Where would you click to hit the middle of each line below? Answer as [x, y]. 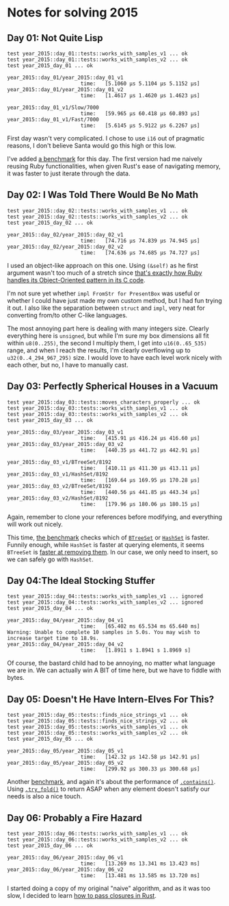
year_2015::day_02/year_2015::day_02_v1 [66, 234]
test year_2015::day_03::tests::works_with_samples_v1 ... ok [97, 408]
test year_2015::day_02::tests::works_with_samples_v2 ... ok [97, 217]
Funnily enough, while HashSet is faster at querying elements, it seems [106, 544]
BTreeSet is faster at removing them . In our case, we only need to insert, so [112, 552]
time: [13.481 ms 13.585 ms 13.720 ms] [140, 876]
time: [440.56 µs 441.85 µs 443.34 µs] [140, 492]
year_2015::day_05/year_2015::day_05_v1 [66, 751]
